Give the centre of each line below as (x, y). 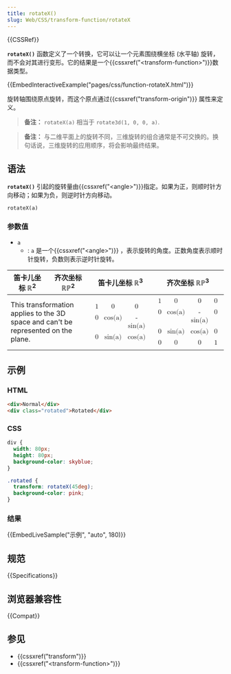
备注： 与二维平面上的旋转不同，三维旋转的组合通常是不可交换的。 (118, 136)
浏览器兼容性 (34, 599)
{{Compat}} (23, 616)
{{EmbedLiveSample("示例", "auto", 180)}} (67, 535)
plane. (21, 339)
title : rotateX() (32, 13)
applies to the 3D (38, 313)
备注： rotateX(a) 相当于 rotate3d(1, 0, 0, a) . (92, 122)
